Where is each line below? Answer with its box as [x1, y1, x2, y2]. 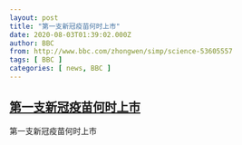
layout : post [9, 13, 59, 23]
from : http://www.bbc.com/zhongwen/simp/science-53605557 [9, 47, 233, 56]
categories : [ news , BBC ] [9, 64, 111, 73]
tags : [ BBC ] [9, 55, 63, 64]
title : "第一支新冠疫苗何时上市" [9, 22, 121, 31]
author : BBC [9, 38, 54, 48]
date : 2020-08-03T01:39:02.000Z [9, 30, 131, 39]
